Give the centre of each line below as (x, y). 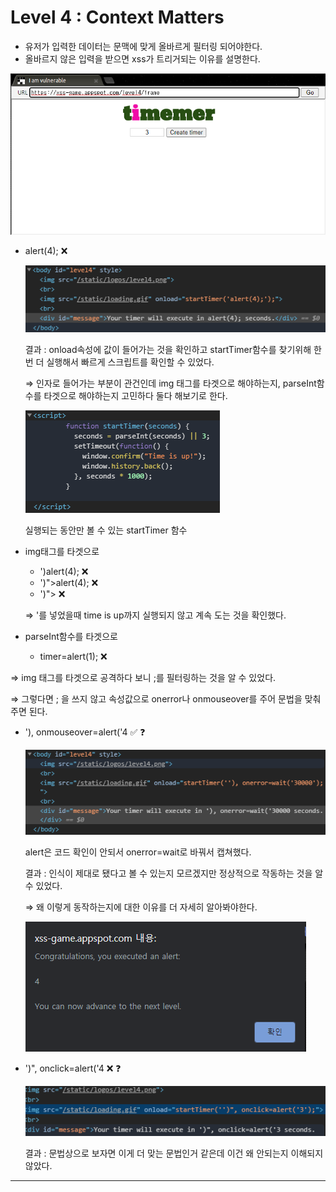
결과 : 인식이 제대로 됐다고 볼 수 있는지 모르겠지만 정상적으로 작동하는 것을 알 (174, 873)
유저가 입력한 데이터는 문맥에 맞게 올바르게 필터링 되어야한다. (143, 46)
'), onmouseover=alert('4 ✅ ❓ (85, 732)
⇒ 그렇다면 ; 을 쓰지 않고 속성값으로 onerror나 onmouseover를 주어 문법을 (156, 698)
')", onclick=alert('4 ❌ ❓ (73, 1068)
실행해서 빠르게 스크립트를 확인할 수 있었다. (130, 362)
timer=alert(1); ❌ (73, 656)
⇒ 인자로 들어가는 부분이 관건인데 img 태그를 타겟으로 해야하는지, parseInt (170, 383)
